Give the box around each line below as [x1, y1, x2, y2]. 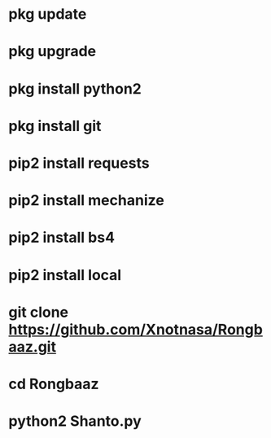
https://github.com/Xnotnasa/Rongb [8, 320, 263, 339]
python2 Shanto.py [8, 412, 142, 431]
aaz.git [8, 337, 57, 356]
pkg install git [8, 116, 102, 135]
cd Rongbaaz [8, 374, 99, 393]
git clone [8, 303, 69, 322]
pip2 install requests [8, 154, 150, 172]
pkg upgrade [8, 42, 96, 61]
